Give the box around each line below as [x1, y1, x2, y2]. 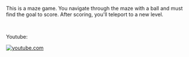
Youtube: [6, 33, 28, 40]
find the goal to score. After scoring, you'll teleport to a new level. [6, 11, 163, 18]
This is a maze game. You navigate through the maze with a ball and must [6, 5, 183, 12]
